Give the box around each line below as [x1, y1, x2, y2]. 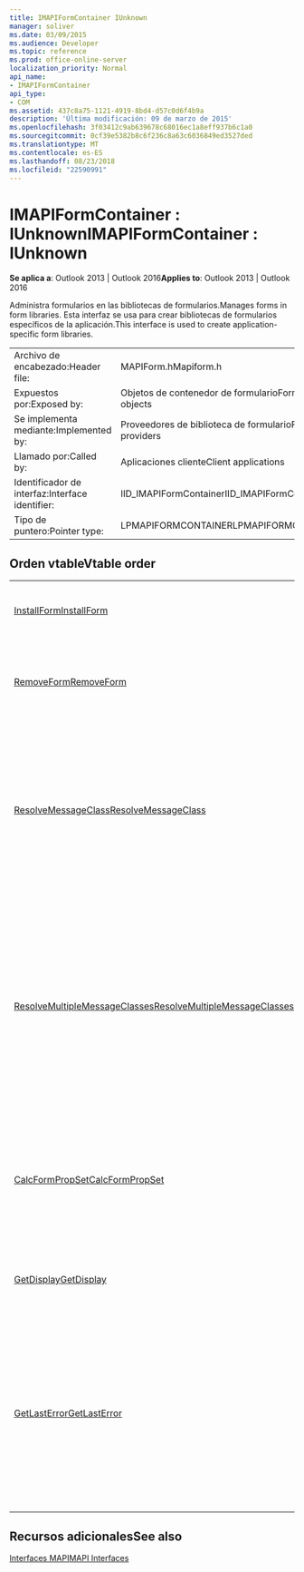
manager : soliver [9, 22, 75, 31]
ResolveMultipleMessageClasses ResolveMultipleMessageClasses [14, 1000, 295, 1012]
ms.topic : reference [9, 47, 88, 56]
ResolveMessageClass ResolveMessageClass [14, 804, 206, 816]
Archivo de [14, 349, 61, 362]
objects [120, 398, 152, 411]
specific [9, 328, 40, 340]
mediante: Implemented [14, 424, 112, 436]
